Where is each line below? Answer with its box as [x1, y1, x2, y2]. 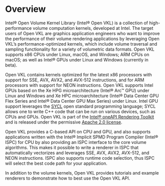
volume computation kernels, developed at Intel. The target [33, 25, 154, 31]
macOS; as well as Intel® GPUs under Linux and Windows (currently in [5, 57, 149, 62]
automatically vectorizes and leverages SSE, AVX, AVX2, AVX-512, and [5, 150, 150, 156]
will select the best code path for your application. [5, 160, 108, 166]
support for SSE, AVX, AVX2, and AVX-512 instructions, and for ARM [5, 77, 145, 83]
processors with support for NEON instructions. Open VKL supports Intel [5, 82, 154, 88]
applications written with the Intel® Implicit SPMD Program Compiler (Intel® [5, 134, 159, 140]
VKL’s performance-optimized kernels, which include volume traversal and [5, 41, 158, 47]
